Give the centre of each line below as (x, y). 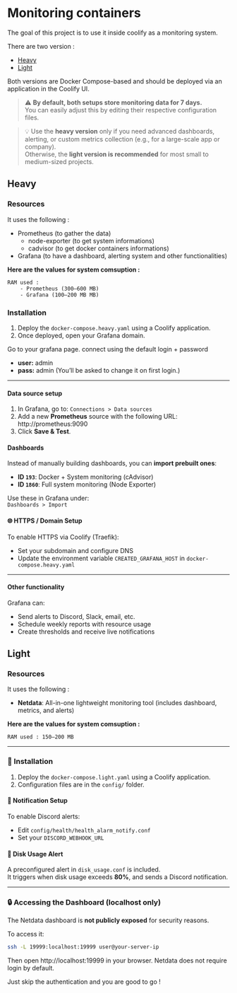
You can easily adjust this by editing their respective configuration (121, 110)
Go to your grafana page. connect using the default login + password (108, 349)
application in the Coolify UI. (48, 88)
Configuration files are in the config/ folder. (81, 784)
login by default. (31, 968)
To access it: (26, 934)
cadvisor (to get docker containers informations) (98, 248)
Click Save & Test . (44, 431)
